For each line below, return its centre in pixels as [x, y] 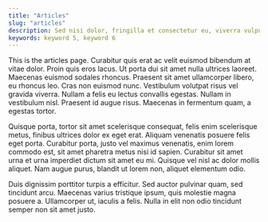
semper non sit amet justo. [52, 210]
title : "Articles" [39, 16]
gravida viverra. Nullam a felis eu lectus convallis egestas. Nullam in [120, 94]
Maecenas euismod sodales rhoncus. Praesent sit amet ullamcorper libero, [131, 77]
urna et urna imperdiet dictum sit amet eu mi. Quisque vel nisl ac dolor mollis [134, 161]
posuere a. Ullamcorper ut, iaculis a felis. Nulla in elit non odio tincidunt [125, 201]
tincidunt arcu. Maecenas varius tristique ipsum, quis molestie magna [122, 193]
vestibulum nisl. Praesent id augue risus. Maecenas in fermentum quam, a [130, 103]
